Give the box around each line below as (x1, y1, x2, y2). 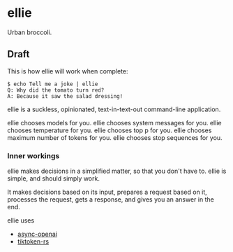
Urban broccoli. (7, 28, 52, 36)
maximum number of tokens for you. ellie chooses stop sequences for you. (7, 133, 223, 141)
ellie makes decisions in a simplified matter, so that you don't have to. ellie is (7, 167, 227, 176)
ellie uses (7, 216, 35, 225)
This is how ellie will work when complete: (7, 66, 128, 75)
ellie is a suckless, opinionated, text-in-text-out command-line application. (7, 105, 221, 113)
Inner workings (7, 150, 60, 160)
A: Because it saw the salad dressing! (7, 92, 123, 99)
